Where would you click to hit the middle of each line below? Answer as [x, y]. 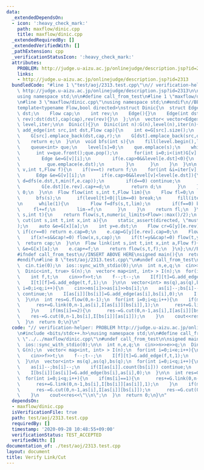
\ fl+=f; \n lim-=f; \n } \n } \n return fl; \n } [107, 209]
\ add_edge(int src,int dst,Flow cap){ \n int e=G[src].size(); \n [106, 130]
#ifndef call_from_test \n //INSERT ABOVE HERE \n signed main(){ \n [100, 254]
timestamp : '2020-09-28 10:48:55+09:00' [63, 429]
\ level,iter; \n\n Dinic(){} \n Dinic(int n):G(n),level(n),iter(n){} [110, 125]
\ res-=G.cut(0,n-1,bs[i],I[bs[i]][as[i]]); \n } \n [91, 317]
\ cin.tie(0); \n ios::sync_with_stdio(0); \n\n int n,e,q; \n [99, 266]
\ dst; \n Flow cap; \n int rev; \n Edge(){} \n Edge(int [103, 113]
